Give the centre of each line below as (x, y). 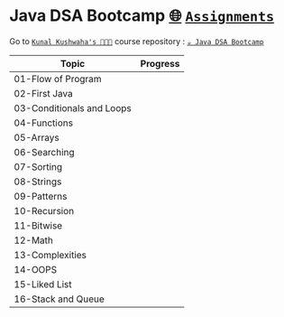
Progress (160, 63)
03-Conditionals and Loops (73, 107)
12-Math (34, 240)
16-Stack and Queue (60, 299)
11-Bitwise (38, 225)
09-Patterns (41, 196)
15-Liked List (43, 284)
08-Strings (38, 182)
